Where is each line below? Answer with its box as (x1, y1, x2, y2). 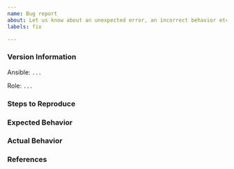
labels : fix (7, 23, 42, 30)
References (7, 154, 47, 164)
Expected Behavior (7, 118, 73, 127)
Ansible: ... (7, 67, 42, 77)
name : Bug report (7, 10, 58, 17)
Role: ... (7, 81, 33, 90)
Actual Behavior (7, 136, 63, 146)
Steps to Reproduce (7, 99, 76, 108)
